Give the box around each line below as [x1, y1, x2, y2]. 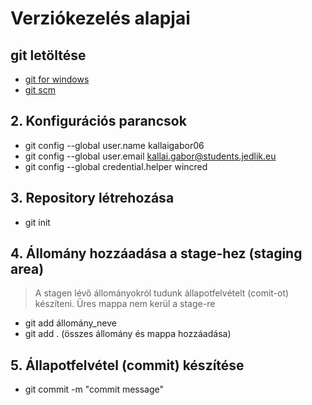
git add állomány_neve [24, 317, 117, 329]
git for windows [24, 73, 90, 85]
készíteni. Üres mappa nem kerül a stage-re [34, 298, 216, 310]
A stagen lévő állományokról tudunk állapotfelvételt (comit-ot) [34, 287, 290, 299]
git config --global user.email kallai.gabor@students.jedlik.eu [24, 150, 277, 162]
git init [24, 216, 51, 228]
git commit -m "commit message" [24, 383, 165, 396]
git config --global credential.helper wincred [24, 160, 208, 172]
